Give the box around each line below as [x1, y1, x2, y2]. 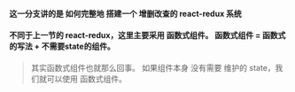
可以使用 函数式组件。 [46, 73, 127, 84]
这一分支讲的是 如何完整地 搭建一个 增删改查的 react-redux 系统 [9, 8, 242, 19]
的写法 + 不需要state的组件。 [9, 41, 115, 52]
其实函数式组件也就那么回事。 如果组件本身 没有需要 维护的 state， [30, 62, 276, 73]
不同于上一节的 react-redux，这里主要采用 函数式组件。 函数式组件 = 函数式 [9, 30, 286, 41]
